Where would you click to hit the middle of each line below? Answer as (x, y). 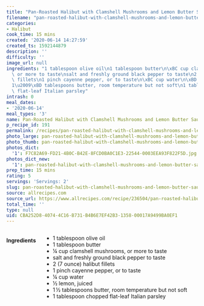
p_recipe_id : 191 (28, 125)
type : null (20, 210)
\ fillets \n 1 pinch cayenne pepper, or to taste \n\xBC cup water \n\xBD (104, 80)
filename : (19, 18)
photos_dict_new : (28, 159)
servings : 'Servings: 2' (38, 182)
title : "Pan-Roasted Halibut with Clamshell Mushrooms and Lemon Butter (100, 12)
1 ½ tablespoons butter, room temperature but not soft (120, 290)
